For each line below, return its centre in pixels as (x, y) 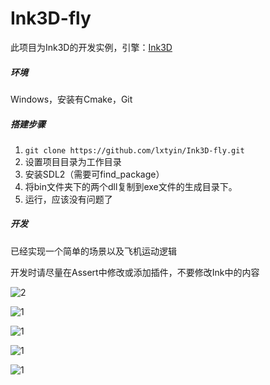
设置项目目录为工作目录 (73, 161)
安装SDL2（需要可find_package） (94, 174)
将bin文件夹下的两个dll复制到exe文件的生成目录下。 (131, 186)
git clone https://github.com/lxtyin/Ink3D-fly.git (134, 150)
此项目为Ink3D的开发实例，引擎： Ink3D (91, 47)
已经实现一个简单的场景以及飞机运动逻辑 (93, 251)
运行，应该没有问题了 (68, 199)
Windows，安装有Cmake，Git (71, 99)
